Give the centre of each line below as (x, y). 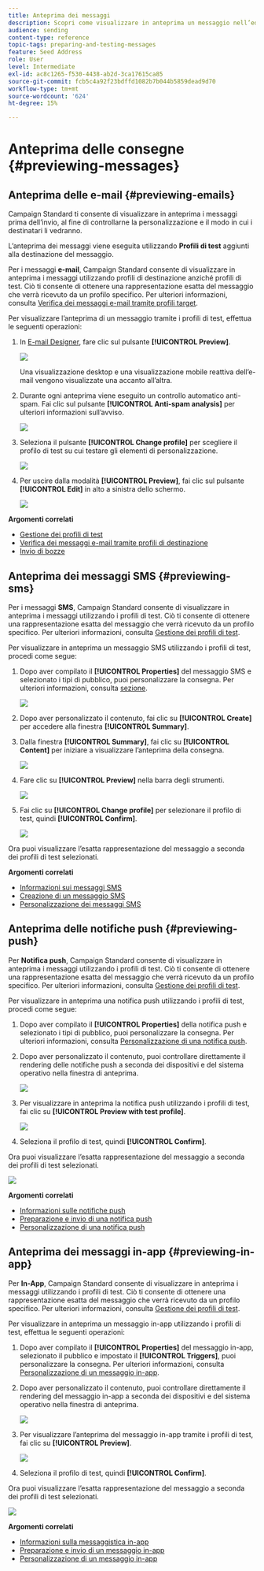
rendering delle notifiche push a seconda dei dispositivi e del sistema (132, 1064)
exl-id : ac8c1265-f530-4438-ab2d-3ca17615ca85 (86, 74)
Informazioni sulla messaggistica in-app (84, 1542)
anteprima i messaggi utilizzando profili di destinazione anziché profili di (125, 278)
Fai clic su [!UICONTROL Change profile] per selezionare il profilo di (130, 810)
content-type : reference (49, 37)
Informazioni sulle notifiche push (72, 1210)
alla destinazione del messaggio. (61, 254)
